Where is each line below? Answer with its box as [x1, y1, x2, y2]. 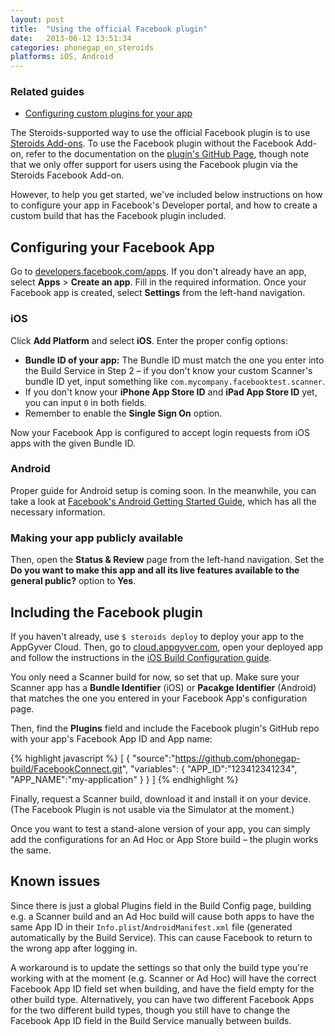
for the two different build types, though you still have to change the [10, 1004, 291, 1016]
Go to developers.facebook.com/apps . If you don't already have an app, [10, 266, 307, 278]
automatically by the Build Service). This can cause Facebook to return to [10, 931, 313, 943]
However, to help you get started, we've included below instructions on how [10, 189, 323, 201]
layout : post [10, 14, 65, 25]
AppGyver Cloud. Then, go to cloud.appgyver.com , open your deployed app [10, 641, 324, 653]
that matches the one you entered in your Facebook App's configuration [10, 692, 308, 704]
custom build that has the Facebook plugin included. [10, 210, 227, 222]
